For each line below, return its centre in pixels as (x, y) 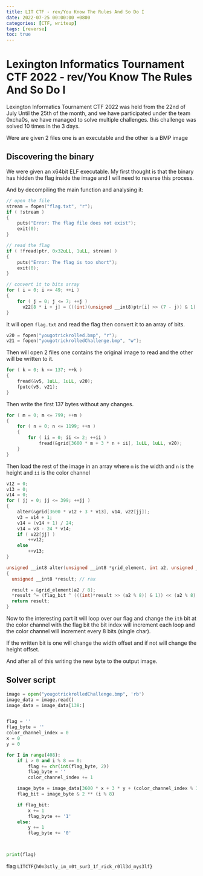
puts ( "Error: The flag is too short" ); (67, 262)
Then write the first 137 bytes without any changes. (70, 404)
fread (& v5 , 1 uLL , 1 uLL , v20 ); (55, 381)
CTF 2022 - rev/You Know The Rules (99, 77)
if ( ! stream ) (25, 212)
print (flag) (21, 855)
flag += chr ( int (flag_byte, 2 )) (69, 766)
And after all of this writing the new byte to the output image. (82, 661)
